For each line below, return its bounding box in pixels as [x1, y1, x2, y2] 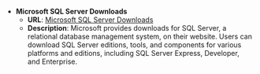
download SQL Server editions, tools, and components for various [27, 40, 242, 50]
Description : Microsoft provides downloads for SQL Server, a [27, 24, 227, 32]
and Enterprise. [27, 57, 77, 66]
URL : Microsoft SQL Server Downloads [27, 15, 154, 24]
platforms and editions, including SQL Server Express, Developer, [27, 49, 240, 57]
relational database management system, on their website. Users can [27, 31, 252, 41]
